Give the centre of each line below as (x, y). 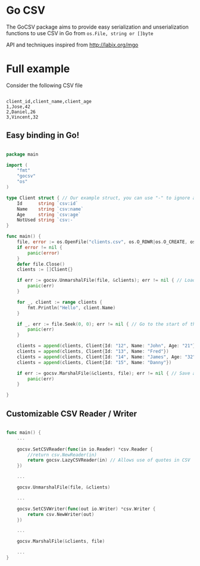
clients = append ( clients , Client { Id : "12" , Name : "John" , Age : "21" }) (107, 346)
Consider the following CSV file (45, 85)
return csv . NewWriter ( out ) (61, 514)
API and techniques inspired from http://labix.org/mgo (72, 45)
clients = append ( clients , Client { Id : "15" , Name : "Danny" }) (94, 362)
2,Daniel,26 (21, 112)
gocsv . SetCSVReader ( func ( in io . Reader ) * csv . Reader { (85, 449)
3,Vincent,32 (22, 117)
